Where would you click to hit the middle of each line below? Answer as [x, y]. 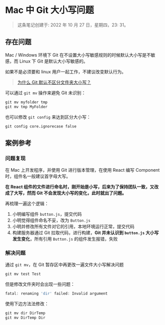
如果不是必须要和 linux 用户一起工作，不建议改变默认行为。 [66, 71]
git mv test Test [23, 274]
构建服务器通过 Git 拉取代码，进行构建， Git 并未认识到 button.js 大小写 [85, 233]
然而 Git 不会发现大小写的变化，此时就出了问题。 [77, 193]
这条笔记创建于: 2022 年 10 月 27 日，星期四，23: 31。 [73, 25]
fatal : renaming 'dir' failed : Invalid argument [56, 294]
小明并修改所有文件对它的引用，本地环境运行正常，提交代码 [73, 227]
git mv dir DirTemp [25, 313]
